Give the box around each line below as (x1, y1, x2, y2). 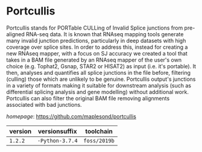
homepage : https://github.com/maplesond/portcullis (6, 113, 137, 120)
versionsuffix (38, 127, 77, 135)
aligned (6, 30, 25, 37)
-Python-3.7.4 (37, 137, 78, 144)
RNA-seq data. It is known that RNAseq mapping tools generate (26, 30, 184, 37)
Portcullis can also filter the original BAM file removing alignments (6, 95, 170, 102)
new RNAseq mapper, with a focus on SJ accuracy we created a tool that (6, 49, 188, 57)
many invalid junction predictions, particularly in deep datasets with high (6, 37, 186, 44)
